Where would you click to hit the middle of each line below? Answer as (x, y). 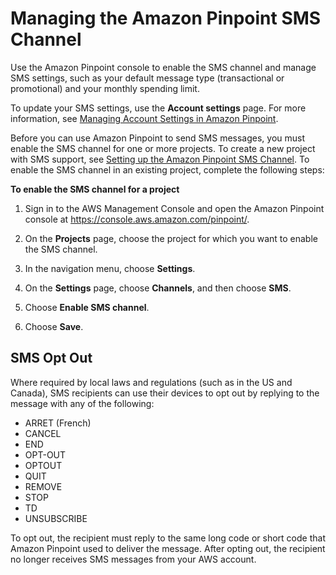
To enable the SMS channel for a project (95, 189)
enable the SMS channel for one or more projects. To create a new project (163, 148)
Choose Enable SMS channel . (87, 307)
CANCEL (43, 433)
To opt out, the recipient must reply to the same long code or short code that (168, 538)
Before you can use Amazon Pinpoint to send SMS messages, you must (158, 138)
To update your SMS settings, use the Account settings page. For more (158, 108)
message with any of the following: (82, 403)
